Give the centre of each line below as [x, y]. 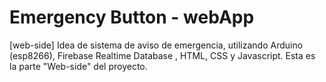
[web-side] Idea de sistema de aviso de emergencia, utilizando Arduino [156, 45]
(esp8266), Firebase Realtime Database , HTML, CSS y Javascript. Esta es [162, 55]
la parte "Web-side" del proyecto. [78, 66]
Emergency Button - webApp [132, 17]
